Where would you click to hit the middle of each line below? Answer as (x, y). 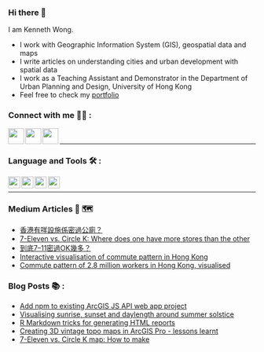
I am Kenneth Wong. (41, 30)
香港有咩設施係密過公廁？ (61, 230)
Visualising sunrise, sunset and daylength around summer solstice (126, 314)
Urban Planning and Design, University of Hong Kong (106, 86)
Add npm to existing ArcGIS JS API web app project (103, 306)
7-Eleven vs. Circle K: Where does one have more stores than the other (134, 239)
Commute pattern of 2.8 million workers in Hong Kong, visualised (125, 266)
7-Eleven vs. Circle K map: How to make (84, 339)
